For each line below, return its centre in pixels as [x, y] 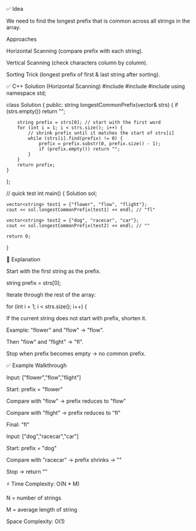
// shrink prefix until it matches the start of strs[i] [101, 133]
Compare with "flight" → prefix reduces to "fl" [64, 413]
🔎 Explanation [23, 259]
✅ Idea [15, 9]
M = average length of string [42, 509]
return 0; [19, 236]
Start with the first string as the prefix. [54, 271]
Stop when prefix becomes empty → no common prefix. [76, 354]
